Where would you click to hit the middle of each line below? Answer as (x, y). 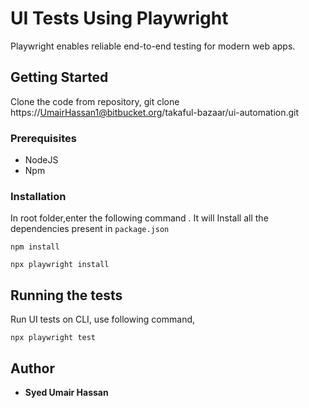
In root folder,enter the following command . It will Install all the (139, 218)
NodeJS (41, 160)
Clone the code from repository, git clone (95, 101)
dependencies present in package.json (90, 229)
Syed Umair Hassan (66, 392)
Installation (38, 196)
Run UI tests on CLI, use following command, (103, 319)
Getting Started (59, 77)
